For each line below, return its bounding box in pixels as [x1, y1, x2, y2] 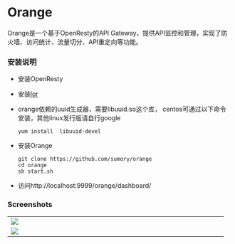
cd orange [17, 161, 48, 169]
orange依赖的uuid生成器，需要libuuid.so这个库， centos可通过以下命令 [17, 105, 226, 114]
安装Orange [17, 142, 53, 150]
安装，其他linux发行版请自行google [17, 114, 121, 122]
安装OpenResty [17, 75, 63, 83]
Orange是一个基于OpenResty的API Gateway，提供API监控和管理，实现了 [7, 28, 221, 37]
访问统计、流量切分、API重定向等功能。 [26, 37, 142, 46]
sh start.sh [17, 168, 53, 175]
